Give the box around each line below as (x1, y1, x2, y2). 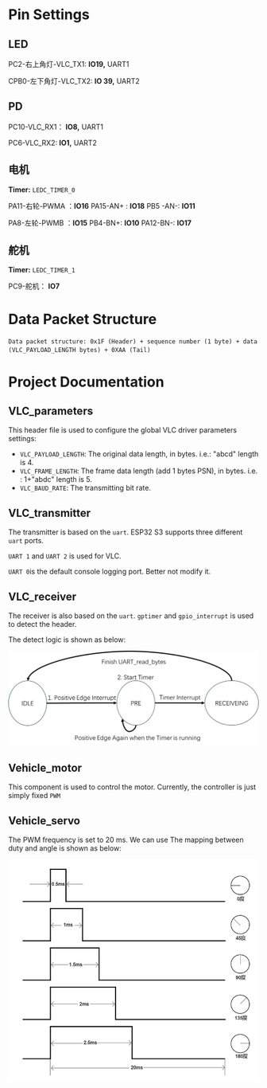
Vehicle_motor (8, 761, 82, 774)
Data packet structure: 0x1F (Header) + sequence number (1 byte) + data (8, 338, 258, 346)
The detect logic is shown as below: (8, 635, 126, 644)
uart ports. (8, 536, 44, 546)
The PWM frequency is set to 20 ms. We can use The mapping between (8, 835, 244, 845)
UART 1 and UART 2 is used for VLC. (8, 551, 122, 561)
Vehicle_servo (8, 814, 81, 828)
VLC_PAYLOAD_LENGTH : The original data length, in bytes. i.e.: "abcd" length (19, 449, 259, 459)
